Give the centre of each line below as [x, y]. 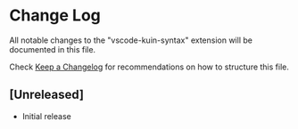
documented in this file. [53, 49]
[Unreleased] [47, 95]
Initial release [46, 116]
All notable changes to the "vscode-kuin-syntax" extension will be [131, 40]
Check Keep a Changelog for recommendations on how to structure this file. [149, 67]
